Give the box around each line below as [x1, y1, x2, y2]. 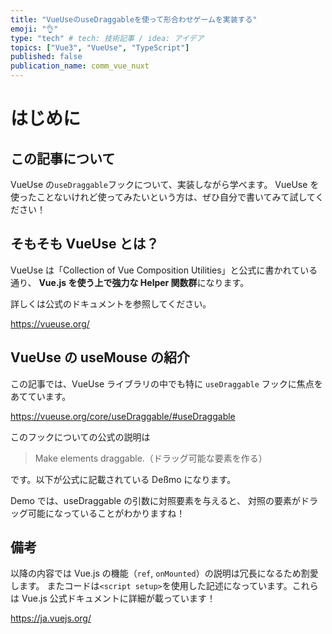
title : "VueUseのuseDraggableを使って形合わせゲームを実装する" [10, 14, 258, 25]
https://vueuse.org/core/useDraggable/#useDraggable [10, 410, 236, 422]
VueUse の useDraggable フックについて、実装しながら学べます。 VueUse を [10, 179, 320, 190]
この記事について [10, 150, 116, 167]
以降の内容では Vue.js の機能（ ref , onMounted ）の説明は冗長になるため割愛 [10, 567, 319, 580]
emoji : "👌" [10, 24, 59, 34]
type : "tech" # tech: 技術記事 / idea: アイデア [10, 33, 205, 43]
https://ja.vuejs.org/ [10, 612, 92, 625]
